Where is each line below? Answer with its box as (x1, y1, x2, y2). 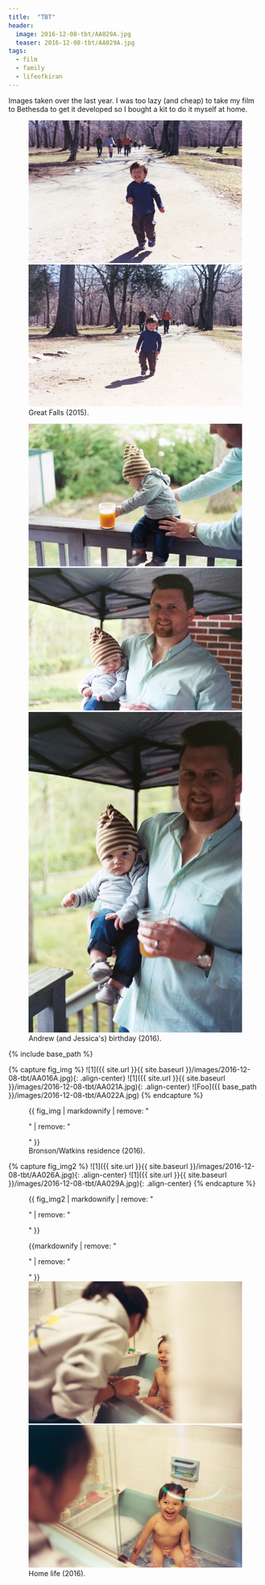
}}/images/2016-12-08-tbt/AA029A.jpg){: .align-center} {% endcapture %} (8, 1178, 256, 1188)
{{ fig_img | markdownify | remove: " (28, 1105, 149, 1116)
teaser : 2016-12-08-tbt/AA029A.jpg (15, 39, 135, 47)
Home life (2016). (28, 1569, 86, 1579)
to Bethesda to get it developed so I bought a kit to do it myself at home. (8, 104, 248, 114)
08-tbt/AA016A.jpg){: (8, 1073, 79, 1083)
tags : (8, 47, 27, 56)
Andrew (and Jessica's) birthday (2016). (28, 1033, 162, 1043)
